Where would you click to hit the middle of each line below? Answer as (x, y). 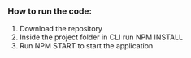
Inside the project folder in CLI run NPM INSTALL (101, 37)
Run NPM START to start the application (86, 46)
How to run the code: (50, 11)
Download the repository (61, 29)
